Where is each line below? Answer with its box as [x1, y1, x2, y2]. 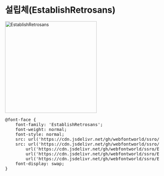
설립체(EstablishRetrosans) [5, 4, 116, 16]
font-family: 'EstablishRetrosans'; [15, 122, 103, 127]
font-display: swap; [15, 161, 64, 166]
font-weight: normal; [15, 127, 67, 132]
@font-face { [5, 117, 37, 122]
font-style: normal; [15, 132, 64, 137]
